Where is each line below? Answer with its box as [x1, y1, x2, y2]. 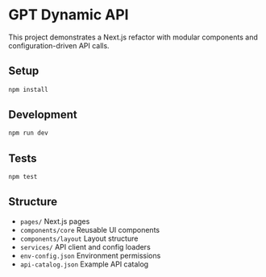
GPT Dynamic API [8, 6, 129, 24]
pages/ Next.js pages [19, 216, 90, 226]
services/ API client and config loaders [19, 242, 151, 251]
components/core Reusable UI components [19, 225, 160, 234]
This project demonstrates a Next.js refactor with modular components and [8, 32, 258, 42]
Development [8, 108, 78, 122]
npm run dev [8, 129, 48, 138]
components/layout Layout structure [19, 234, 139, 243]
